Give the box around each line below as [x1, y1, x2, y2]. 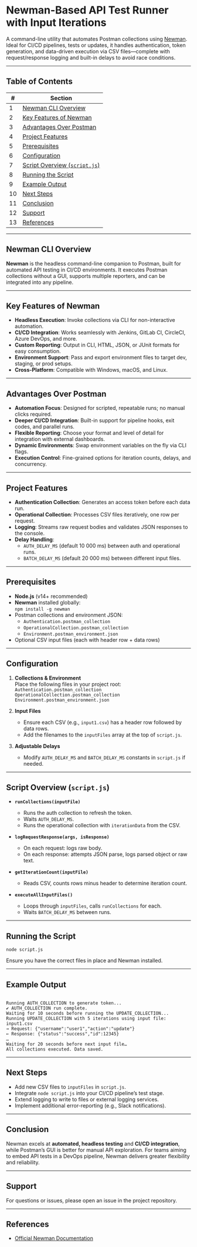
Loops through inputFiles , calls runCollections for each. [23, 902, 162, 909]
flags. [14, 448, 29, 455]
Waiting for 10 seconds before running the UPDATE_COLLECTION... [6, 1011, 169, 1017]
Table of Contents [6, 77, 73, 87]
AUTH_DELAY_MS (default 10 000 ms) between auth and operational [23, 542, 181, 549]
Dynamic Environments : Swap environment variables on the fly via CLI [14, 442, 186, 449]
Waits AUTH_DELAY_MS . [23, 816, 74, 823]
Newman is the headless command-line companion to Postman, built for [6, 260, 182, 267]
